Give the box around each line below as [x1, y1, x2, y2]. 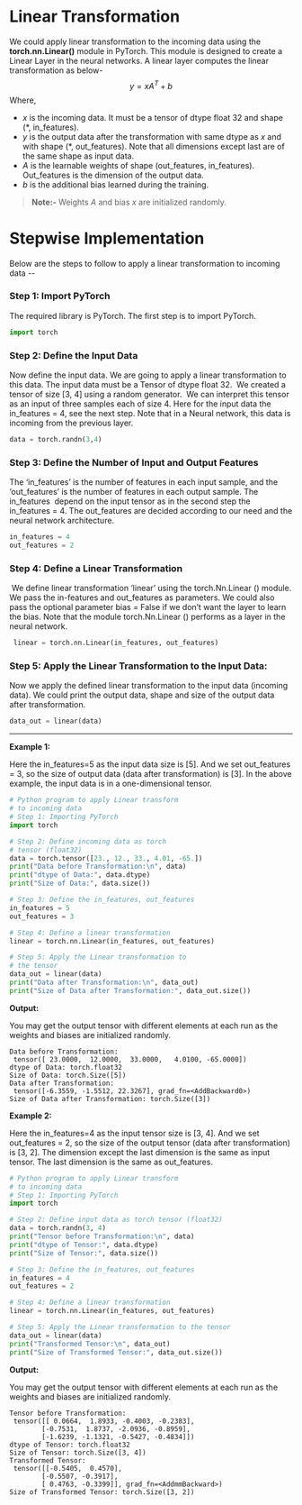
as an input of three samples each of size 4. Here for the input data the [9, 398, 271, 409]
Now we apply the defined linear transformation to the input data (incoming [9, 680, 289, 691]
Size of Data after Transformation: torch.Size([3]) [9, 1094, 211, 1103]
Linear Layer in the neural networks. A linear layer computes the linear [9, 55, 270, 66]
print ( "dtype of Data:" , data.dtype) [9, 871, 151, 880]
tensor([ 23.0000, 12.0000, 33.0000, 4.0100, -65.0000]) [13, 1054, 247, 1064]
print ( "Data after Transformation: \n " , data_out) [9, 978, 200, 988]
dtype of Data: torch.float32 [9, 1063, 123, 1072]
